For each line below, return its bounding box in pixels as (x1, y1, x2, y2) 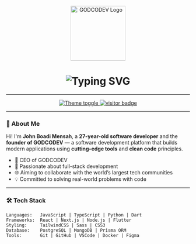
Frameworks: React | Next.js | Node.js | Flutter (6, 217, 132, 223)
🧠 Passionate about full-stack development (14, 163, 118, 170)
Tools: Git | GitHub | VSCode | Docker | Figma (6, 232, 140, 238)
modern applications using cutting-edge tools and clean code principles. (6, 145, 183, 152)
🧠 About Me (6, 119, 40, 128)
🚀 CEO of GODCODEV (14, 157, 68, 164)
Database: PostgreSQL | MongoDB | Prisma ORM (6, 227, 127, 233)
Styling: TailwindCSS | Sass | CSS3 (6, 222, 106, 228)
